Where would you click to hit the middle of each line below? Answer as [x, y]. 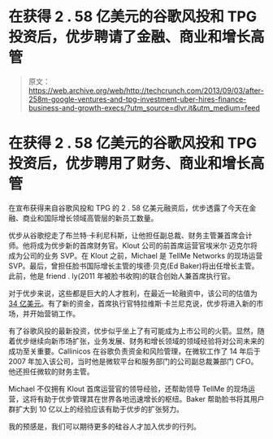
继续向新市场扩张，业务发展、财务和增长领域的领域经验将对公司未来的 [147, 341]
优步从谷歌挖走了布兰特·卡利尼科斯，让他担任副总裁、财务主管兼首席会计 [131, 235]
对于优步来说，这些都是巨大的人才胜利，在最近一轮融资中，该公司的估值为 [133, 293]
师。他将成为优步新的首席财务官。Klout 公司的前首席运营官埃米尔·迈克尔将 [133, 246]
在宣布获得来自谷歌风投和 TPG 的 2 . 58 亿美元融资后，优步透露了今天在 [129, 207]
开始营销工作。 [54, 313]
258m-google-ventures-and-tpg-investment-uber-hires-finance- [137, 99]
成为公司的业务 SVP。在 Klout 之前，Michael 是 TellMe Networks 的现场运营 [136, 255]
